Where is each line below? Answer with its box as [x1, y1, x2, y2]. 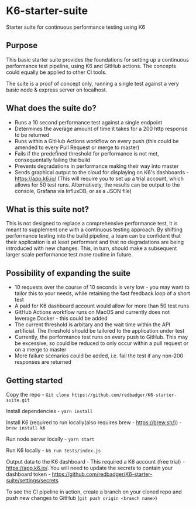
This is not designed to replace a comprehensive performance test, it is [6, 220, 178, 227]
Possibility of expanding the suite [6, 268, 130, 278]
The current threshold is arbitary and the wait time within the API [14, 321, 171, 328]
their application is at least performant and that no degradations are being [6, 239, 184, 246]
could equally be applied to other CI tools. [6, 69, 107, 76]
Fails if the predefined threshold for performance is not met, [14, 150, 159, 157]
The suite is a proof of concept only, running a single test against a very [6, 80, 180, 87]
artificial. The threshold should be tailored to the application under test [14, 327, 185, 334]
